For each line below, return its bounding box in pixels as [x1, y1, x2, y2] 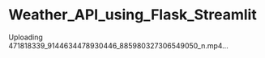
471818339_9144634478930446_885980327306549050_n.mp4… [8, 40, 229, 50]
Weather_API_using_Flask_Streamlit [8, 6, 257, 24]
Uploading [8, 32, 43, 42]
